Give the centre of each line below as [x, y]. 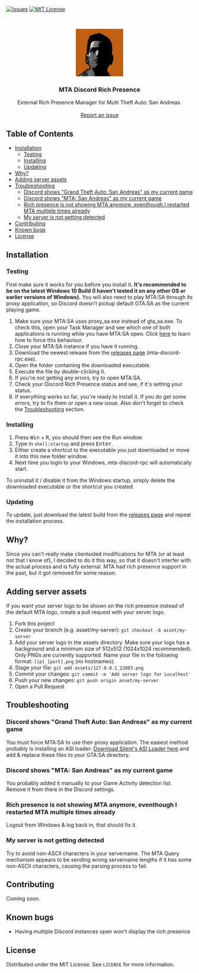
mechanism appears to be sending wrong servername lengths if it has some [99, 859]
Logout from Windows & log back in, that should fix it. [72, 825]
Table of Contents [40, 134]
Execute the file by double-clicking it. [60, 371]
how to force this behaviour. [49, 340]
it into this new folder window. [51, 457]
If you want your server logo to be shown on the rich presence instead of [95, 606]
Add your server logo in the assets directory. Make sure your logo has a [102, 643]
